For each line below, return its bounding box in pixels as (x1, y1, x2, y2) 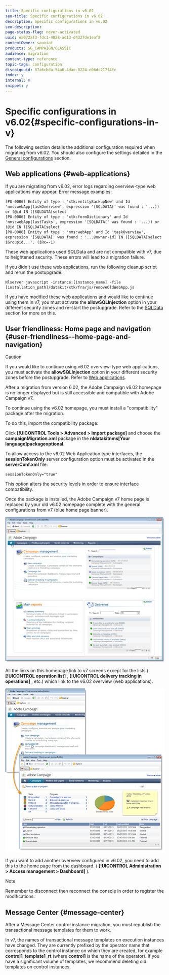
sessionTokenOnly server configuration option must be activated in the (5, 456, 155, 462)
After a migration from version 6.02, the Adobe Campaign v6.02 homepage (5, 384, 162, 391)
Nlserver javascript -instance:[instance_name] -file (5, 279, 121, 285)
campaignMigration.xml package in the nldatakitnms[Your (5, 435, 131, 442)
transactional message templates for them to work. (5, 927, 111, 933)
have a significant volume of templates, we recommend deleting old (5, 958, 147, 965)
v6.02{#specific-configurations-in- (5, 117, 159, 128)
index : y (5, 73, 24, 78)
